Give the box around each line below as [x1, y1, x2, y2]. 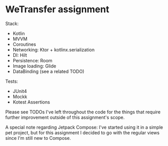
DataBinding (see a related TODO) [12, 68, 85, 75]
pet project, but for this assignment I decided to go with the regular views [5, 129, 160, 136]
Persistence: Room [12, 57, 53, 63]
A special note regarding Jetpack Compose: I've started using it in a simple [5, 124, 163, 130]
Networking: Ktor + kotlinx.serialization [12, 46, 95, 53]
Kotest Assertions [12, 99, 50, 105]
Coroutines [12, 41, 36, 47]
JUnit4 [12, 88, 27, 94]
